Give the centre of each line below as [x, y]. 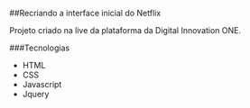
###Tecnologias [40, 48]
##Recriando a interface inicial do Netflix [85, 13]
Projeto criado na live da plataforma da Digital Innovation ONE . [125, 30]
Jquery [36, 94]
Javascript [42, 84]
